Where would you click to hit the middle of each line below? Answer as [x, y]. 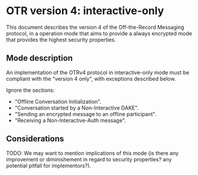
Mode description [39, 58]
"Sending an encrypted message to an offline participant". [85, 114]
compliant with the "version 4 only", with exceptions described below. [91, 78]
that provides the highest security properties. [61, 39]
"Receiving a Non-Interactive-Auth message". [70, 120]
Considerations [35, 139]
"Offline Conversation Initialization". [58, 101]
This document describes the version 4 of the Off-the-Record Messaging [95, 27]
